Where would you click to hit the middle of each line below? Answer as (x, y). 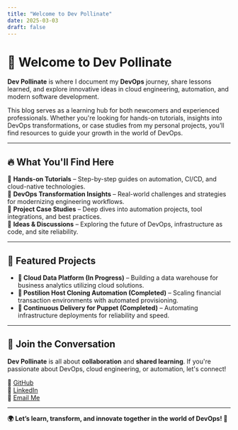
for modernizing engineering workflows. (66, 202)
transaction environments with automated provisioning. (98, 300)
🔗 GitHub (21, 383)
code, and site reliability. (43, 232)
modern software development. (53, 97)
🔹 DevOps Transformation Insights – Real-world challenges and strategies (117, 194)
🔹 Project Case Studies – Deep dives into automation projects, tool (105, 209)
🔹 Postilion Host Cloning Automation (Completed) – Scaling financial (119, 293)
